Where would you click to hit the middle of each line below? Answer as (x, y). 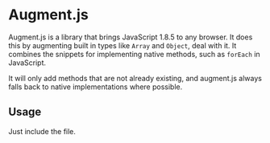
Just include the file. (42, 131)
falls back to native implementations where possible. (96, 87)
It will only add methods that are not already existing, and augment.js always (135, 78)
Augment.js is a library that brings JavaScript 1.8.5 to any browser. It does (131, 37)
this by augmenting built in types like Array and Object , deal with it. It (123, 45)
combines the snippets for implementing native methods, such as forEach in (134, 54)
